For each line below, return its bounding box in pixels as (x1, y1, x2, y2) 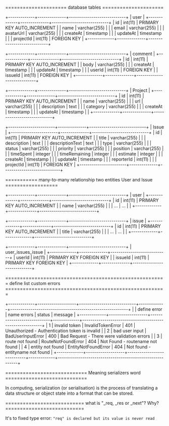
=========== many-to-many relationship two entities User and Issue (5, 177, 153, 182)
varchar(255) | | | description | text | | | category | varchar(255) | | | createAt (5, 104, 163, 109)
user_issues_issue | (5, 249, 46, 255)
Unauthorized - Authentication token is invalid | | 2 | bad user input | (5, 328, 146, 334)
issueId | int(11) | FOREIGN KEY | (5, 72, 72, 78)
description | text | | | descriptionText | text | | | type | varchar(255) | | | (5, 140, 151, 146)
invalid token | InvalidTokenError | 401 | (54, 322, 135, 328)
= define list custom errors (5, 280, 61, 286)
